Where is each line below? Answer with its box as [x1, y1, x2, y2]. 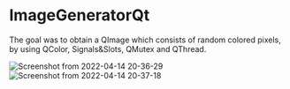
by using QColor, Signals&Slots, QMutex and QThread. [9, 43, 207, 54]
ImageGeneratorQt [9, 5, 150, 26]
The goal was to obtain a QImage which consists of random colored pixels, [9, 34, 281, 45]
